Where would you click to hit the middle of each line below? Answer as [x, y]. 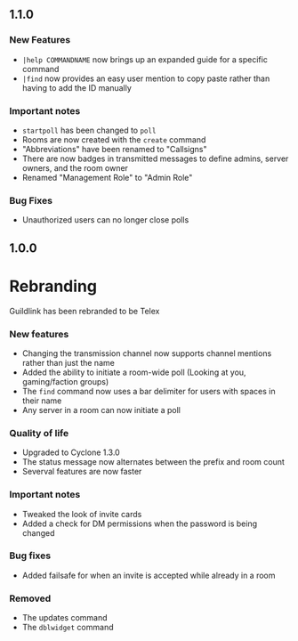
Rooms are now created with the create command [114, 139]
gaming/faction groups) [65, 381]
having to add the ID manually [77, 87]
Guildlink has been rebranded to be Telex [85, 311]
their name [42, 401]
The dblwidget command [68, 628]
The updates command [65, 618]
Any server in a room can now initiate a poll [101, 410]
